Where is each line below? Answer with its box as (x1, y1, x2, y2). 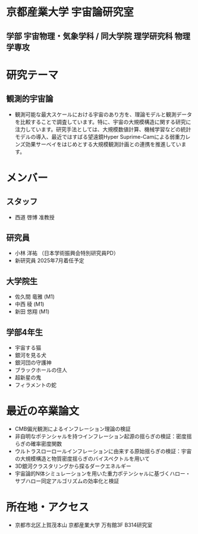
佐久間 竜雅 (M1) (14, 293, 55, 300)
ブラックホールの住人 (14, 367, 67, 374)
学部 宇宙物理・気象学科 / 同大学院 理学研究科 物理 (6, 31, 191, 41)
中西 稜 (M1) (14, 300, 45, 308)
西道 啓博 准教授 (14, 213, 55, 221)
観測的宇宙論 (6, 94, 54, 104)
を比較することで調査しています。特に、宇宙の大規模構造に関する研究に (14, 118, 191, 125)
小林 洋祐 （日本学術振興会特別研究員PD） (14, 250, 119, 257)
